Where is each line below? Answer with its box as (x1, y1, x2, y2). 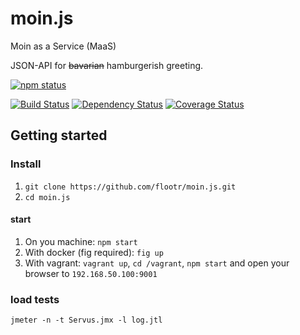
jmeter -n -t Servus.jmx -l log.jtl (10, 315, 163, 326)
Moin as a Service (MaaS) (10, 40, 117, 52)
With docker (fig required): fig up (24, 246, 164, 258)
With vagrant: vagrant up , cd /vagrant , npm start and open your (24, 257, 290, 269)
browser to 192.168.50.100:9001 (24, 267, 158, 279)
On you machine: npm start (24, 235, 138, 247)
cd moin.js (24, 192, 71, 202)
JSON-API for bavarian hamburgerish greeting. (10, 59, 204, 71)
